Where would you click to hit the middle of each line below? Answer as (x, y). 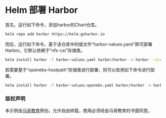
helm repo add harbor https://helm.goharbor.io (55, 34)
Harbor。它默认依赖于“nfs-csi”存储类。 (45, 50)
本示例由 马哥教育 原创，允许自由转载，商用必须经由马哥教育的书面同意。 (79, 110)
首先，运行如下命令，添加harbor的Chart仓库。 (52, 25)
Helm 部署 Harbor (41, 10)
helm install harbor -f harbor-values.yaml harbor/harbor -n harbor (77, 60)
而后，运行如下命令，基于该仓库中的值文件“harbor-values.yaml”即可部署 (79, 44)
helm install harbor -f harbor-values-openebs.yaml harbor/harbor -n (78, 85)
